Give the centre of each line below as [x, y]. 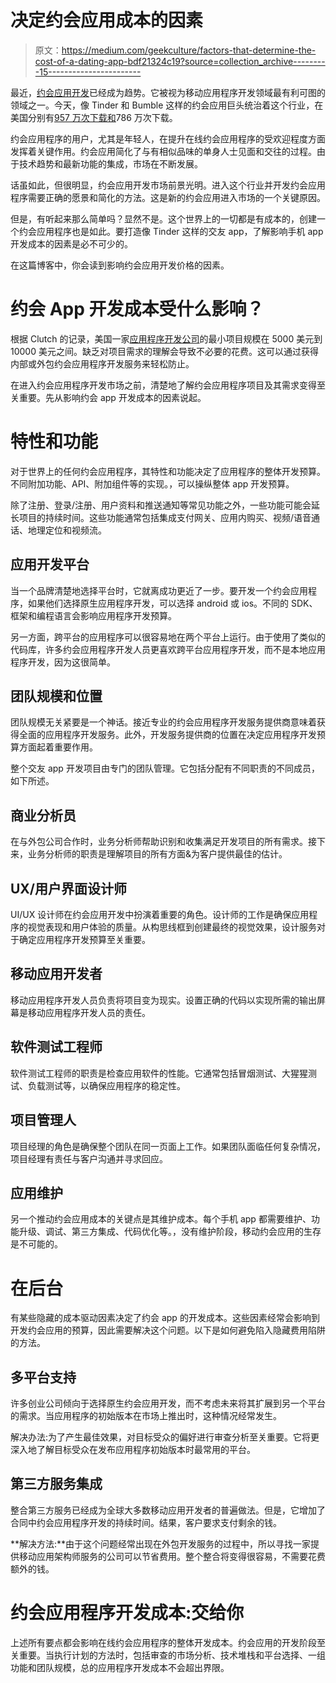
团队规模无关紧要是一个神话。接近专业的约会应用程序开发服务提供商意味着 [163, 722]
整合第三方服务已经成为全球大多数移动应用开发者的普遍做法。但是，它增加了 [168, 1510]
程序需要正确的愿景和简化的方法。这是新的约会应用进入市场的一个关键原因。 [168, 197]
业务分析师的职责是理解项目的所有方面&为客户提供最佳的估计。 [157, 854]
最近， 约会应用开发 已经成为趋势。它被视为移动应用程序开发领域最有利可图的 [168, 92]
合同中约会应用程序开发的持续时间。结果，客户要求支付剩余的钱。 [146, 1522]
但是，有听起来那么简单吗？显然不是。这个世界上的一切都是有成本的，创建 [163, 218]
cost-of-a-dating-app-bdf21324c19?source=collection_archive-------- [180, 61]
